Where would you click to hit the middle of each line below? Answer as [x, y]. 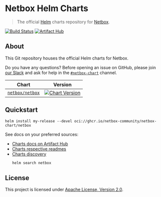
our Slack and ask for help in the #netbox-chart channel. [61, 73]
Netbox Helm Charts [47, 8]
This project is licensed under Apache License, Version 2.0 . [64, 190]
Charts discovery [29, 154]
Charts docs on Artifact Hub [40, 144]
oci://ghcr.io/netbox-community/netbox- [116, 121]
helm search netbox [32, 163]
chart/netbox [18, 125]
